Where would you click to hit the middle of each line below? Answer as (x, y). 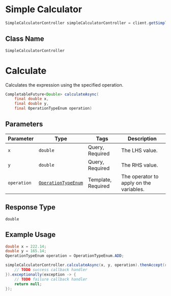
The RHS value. (140, 165)
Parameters (24, 124)
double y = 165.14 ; (26, 251)
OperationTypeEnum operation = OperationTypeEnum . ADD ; (65, 256)
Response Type (31, 207)
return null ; (28, 284)
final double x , (32, 99)
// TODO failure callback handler (51, 279)
